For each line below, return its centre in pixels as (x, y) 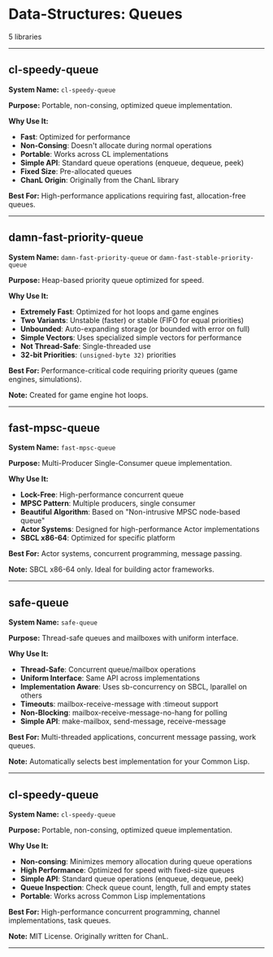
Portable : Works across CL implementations (94, 154)
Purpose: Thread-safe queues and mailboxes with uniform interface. (123, 638)
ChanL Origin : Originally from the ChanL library (100, 180)
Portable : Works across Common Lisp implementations (113, 896)
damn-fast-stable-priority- (206, 258)
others (31, 695)
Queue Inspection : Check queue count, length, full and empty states (135, 887)
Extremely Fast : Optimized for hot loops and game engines (119, 311)
